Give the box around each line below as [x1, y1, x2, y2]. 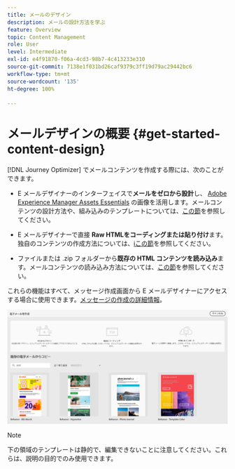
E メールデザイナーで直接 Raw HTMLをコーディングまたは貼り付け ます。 [17, 230, 227, 239]
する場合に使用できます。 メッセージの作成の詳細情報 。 [7, 296, 166, 304]
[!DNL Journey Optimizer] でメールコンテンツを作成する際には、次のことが [7, 166, 224, 174]
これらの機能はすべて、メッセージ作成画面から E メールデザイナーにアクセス [7, 286, 227, 295]
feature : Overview [7, 26, 61, 33]
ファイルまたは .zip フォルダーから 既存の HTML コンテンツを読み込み [17, 254, 218, 263]
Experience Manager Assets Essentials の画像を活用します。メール [17, 198, 211, 206]
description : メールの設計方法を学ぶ [7, 18, 106, 26]
